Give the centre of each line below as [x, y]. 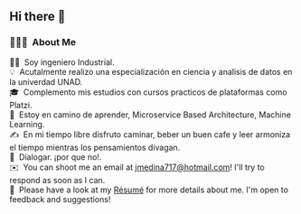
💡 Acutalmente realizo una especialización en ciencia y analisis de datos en [151, 71]
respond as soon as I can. [57, 180]
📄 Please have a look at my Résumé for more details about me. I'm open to [149, 190]
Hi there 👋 [38, 17]
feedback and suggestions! [60, 199]
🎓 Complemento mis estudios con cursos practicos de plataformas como [148, 92]
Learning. [27, 124]
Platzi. [21, 105]
